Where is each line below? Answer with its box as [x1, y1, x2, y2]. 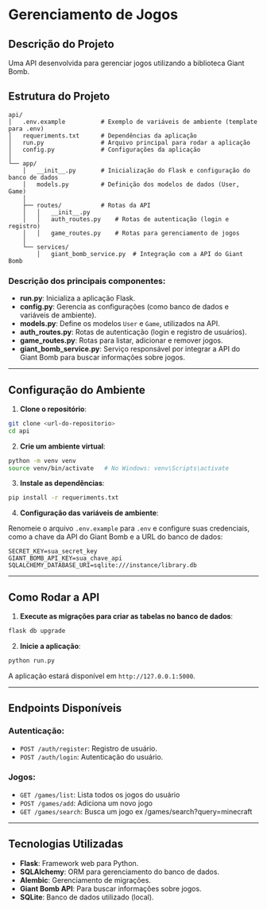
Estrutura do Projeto [8, 90, 110, 103]
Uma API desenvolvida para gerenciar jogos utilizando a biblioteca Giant [8, 58, 245, 68]
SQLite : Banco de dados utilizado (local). [19, 892, 154, 902]
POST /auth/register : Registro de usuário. [19, 744, 157, 753]
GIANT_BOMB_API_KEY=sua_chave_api [8, 554, 123, 562]
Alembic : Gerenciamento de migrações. [19, 875, 151, 884]
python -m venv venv [8, 456, 77, 464]
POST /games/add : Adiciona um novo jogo [19, 798, 153, 808]
